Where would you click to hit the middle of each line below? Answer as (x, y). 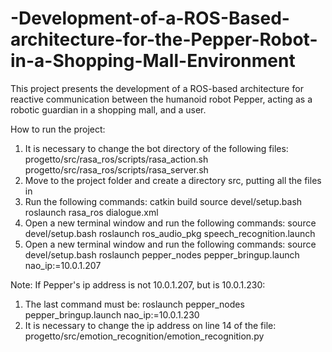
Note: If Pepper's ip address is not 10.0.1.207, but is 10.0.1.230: (138, 284)
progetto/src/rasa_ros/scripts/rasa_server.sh (116, 169)
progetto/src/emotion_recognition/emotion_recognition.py (144, 336)
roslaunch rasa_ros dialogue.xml (91, 212)
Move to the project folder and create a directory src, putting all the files (173, 180)
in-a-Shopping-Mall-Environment (153, 61)
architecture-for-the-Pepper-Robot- (164, 39)
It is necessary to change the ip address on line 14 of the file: (150, 325)
